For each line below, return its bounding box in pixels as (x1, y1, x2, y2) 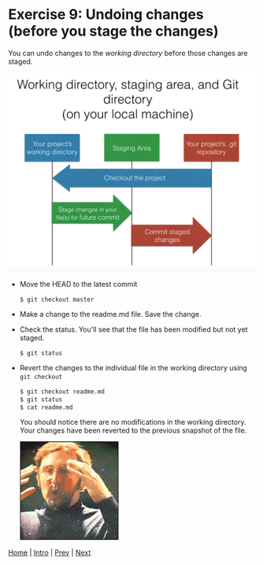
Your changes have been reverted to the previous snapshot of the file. (19, 426, 247, 435)
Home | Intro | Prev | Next (8, 548, 91, 557)
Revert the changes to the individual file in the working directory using (19, 363, 248, 373)
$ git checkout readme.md (19, 388, 105, 396)
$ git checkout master (19, 296, 94, 304)
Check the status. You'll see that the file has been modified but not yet (19, 325, 248, 334)
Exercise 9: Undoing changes (8, 6, 205, 24)
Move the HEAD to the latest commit (19, 280, 138, 289)
